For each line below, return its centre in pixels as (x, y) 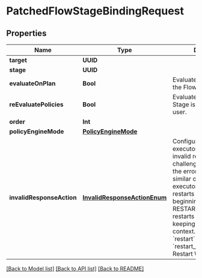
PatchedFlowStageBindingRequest (95, 11)
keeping (184, 224)
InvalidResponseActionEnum (125, 198)
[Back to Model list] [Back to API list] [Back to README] (75, 269)
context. (184, 231)
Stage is (184, 104)
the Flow (185, 87)
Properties (26, 33)
